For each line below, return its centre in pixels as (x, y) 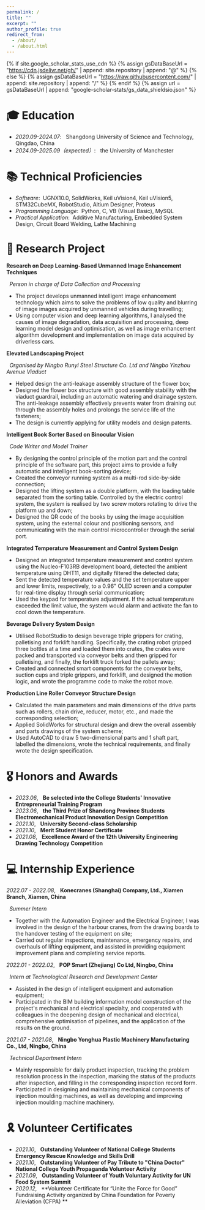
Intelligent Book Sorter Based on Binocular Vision (70, 434)
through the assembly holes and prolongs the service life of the (95, 409)
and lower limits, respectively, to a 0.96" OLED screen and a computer (104, 586)
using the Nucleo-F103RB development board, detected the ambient (101, 566)
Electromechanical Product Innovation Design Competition (91, 817)
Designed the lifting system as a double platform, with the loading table (105, 490)
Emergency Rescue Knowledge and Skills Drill (75, 1156)
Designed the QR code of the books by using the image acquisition (99, 517)
